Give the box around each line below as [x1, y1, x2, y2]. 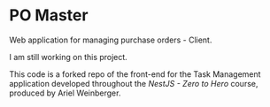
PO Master [9, 5, 89, 26]
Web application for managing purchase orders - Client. [9, 34, 212, 45]
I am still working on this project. [9, 51, 128, 62]
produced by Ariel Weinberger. [9, 88, 121, 98]
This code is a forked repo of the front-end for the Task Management [9, 68, 261, 80]
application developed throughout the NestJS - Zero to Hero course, [9, 78, 258, 88]
